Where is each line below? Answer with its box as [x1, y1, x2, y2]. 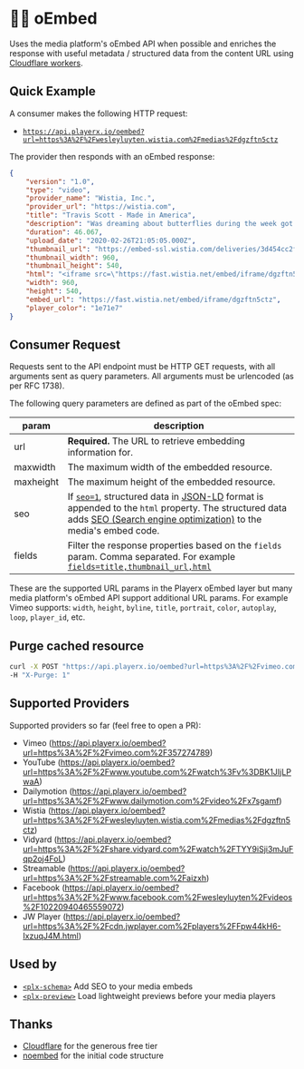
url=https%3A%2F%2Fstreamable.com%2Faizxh [22, 872, 206, 883]
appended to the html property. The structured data [67, 502, 288, 515]
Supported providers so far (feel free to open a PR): [9, 720, 202, 731]
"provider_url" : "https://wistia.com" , [25, 202, 176, 211]
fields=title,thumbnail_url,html [67, 562, 212, 573]
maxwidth [14, 461, 56, 474]
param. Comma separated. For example [67, 551, 235, 564]
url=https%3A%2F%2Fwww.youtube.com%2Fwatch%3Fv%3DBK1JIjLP [22, 766, 292, 777]
